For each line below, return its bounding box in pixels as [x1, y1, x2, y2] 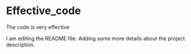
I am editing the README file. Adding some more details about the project [6, 35, 185, 42]
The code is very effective [6, 23, 70, 31]
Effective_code [6, 4, 81, 18]
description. [6, 41, 35, 48]
